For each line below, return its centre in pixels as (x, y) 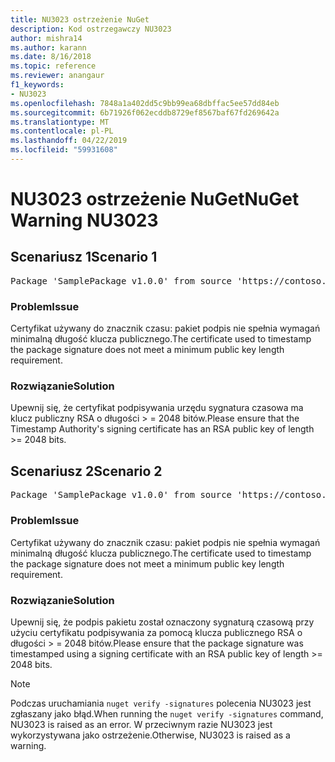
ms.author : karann (48, 47)
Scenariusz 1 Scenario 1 (84, 257)
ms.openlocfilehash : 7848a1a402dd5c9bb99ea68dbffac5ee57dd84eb (145, 103)
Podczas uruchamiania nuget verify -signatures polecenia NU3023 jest (161, 703)
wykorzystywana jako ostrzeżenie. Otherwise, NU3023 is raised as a (150, 735)
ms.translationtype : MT (60, 122)
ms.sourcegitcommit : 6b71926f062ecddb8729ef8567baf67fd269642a (145, 112)
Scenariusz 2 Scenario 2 (86, 471)
